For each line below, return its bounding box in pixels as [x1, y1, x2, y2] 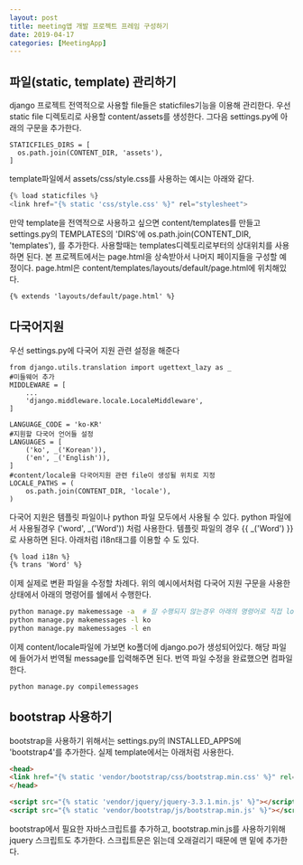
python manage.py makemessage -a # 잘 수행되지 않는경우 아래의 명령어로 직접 [9, 607, 282, 616]
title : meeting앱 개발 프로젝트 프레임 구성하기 [9, 22, 170, 31]
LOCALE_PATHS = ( [9, 478, 75, 488]
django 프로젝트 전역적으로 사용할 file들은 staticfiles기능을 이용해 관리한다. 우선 [9, 100, 291, 111]
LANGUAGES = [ [9, 437, 63, 447]
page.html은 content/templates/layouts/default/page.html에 [35, 262, 256, 273]
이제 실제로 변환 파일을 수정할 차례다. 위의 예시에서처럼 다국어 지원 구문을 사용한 [9, 578, 291, 588]
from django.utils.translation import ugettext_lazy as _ [9, 362, 232, 371]
